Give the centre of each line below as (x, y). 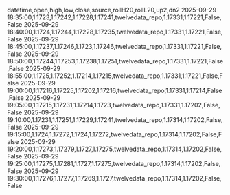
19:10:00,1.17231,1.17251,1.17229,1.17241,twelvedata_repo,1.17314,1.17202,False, (115, 120)
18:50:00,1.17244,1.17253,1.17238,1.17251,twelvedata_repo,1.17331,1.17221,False (115, 61)
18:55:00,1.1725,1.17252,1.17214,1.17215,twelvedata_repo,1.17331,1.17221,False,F (115, 76)
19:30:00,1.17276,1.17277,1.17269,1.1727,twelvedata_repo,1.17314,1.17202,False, (114, 178)
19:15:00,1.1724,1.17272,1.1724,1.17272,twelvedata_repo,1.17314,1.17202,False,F (115, 134)
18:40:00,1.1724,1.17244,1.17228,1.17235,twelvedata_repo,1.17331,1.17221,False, (115, 32)
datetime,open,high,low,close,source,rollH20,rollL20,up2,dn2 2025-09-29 (112, 10)
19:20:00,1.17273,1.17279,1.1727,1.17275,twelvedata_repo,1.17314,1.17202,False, (114, 149)
